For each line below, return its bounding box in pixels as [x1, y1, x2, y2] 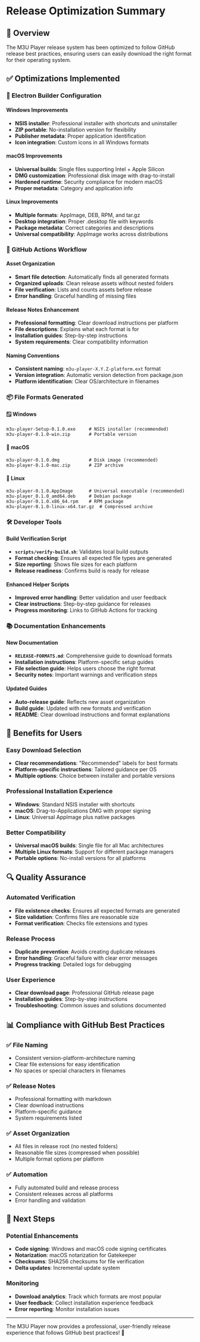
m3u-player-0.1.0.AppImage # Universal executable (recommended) [6, 488, 185, 494]
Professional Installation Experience [6, 787, 113, 796]
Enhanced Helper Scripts [6, 580, 70, 588]
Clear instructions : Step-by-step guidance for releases [14, 601, 151, 608]
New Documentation [6, 639, 58, 646]
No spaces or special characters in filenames [14, 1066, 126, 1074]
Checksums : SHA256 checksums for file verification [14, 1258, 145, 1265]
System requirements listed [14, 1114, 82, 1122]
